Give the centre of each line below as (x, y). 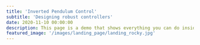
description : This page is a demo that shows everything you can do (93, 28)
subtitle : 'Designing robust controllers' (60, 17)
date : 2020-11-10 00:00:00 (40, 22)
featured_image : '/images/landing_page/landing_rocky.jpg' (81, 33)
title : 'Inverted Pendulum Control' (51, 11)
